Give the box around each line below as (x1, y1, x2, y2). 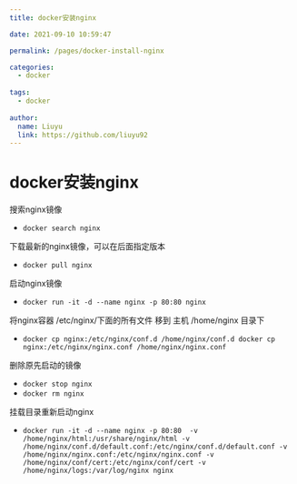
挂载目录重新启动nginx (9, 407, 94, 418)
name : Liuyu (17, 122, 64, 131)
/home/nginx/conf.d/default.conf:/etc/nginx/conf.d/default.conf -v (22, 442, 288, 451)
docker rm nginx (22, 389, 84, 398)
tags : (9, 88, 30, 97)
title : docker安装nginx (9, 13, 97, 23)
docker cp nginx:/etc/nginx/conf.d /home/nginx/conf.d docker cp (22, 335, 275, 344)
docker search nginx (22, 224, 101, 233)
